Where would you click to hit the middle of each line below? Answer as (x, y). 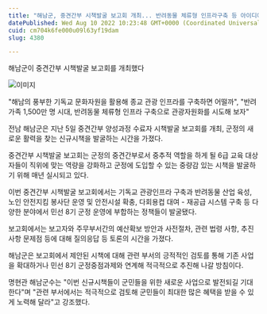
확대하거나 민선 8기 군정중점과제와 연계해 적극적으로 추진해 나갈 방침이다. (130, 266)
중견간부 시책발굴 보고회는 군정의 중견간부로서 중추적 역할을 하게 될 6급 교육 (126, 155)
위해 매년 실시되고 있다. (52, 175)
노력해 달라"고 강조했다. (53, 302)
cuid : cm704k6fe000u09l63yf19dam (64, 30)
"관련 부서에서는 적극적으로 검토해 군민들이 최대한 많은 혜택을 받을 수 (139, 292)
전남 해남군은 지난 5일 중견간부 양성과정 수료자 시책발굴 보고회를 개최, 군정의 (127, 128)
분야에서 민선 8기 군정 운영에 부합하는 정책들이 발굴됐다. (110, 212)
